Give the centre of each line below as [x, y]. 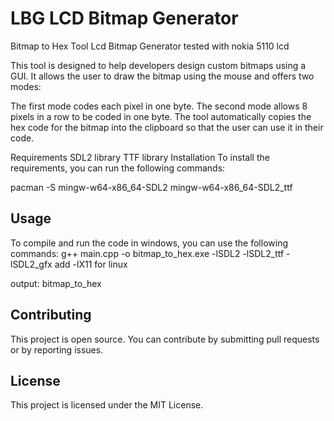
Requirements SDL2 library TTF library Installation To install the [140, 157]
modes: [26, 86]
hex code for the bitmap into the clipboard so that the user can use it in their [167, 127]
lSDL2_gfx [31, 264]
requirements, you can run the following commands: [118, 168]
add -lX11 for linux [91, 264]
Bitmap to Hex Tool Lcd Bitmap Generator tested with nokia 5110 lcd [150, 46]
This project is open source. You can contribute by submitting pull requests [165, 339]
